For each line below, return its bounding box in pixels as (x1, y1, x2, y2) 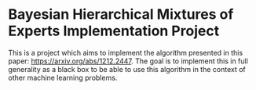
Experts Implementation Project (8, 22, 220, 40)
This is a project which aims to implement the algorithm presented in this (8, 48, 243, 57)
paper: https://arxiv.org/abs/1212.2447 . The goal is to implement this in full (8, 56, 249, 66)
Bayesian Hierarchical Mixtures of (8, 5, 234, 23)
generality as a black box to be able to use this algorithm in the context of (8, 64, 246, 74)
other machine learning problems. (8, 73, 118, 82)
